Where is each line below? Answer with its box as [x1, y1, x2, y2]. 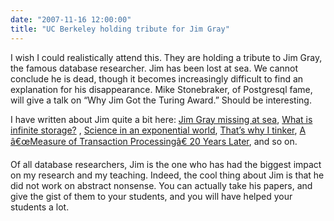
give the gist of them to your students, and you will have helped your [10, 190, 293, 202]
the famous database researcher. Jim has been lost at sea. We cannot [10, 62, 299, 74]
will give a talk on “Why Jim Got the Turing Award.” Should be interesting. [10, 94, 312, 106]
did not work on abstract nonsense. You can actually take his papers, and [10, 179, 313, 191]
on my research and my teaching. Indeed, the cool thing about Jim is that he [10, 169, 325, 181]
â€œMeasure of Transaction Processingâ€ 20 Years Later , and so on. [10, 135, 298, 147]
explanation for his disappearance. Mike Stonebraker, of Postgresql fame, [10, 83, 313, 95]
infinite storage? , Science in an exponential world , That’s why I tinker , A [10, 124, 307, 136]
